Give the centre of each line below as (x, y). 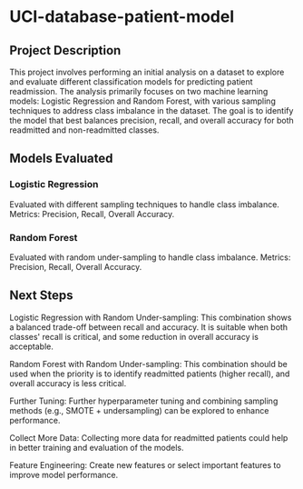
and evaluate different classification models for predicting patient (131, 82)
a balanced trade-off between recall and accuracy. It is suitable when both (149, 327)
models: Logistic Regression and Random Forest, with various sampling (143, 101)
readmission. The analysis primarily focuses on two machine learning (139, 91)
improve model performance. (64, 474)
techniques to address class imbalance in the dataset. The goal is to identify (151, 110)
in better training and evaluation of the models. (97, 447)
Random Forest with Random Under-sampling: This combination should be (148, 364)
